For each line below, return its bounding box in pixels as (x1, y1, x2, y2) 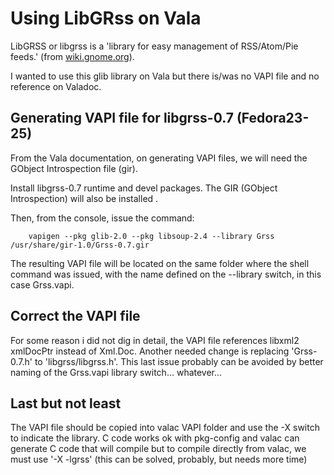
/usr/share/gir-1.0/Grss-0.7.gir (10, 240, 150, 250)
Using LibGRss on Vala (10, 7, 202, 30)
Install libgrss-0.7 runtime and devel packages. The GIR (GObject (10, 182, 278, 194)
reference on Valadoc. (10, 80, 102, 92)
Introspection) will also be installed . (10, 192, 159, 204)
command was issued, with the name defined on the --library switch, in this (10, 268, 322, 280)
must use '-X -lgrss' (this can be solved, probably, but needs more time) (10, 453, 308, 466)
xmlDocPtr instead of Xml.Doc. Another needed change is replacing (10, 345, 290, 357)
